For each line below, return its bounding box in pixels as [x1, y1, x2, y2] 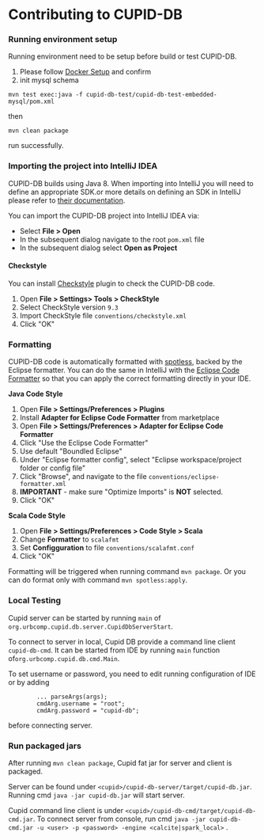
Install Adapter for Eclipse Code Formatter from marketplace [19, 413, 220, 423]
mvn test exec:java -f [8, 91, 83, 99]
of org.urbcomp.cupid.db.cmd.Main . [8, 653, 120, 663]
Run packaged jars [8, 740, 81, 751]
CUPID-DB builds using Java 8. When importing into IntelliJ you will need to [8, 178, 255, 188]
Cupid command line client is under [8, 805, 124, 815]
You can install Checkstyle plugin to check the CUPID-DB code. [8, 279, 216, 288]
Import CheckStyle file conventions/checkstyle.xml [19, 310, 187, 320]
